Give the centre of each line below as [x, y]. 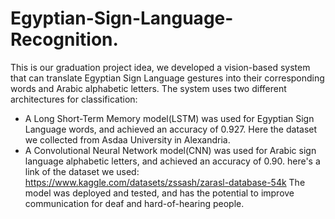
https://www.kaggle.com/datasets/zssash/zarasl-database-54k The [165, 182]
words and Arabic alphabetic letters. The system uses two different [148, 88]
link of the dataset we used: [82, 171]
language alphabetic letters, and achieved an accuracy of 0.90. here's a [172, 161]
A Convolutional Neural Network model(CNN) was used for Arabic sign [170, 150]
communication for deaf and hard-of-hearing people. [134, 203]
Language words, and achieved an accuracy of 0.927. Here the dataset [171, 129]
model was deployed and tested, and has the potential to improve [159, 193]
